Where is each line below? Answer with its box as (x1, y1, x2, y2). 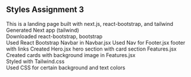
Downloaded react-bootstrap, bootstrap (6, 32, 103, 40)
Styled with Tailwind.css (6, 58, 65, 65)
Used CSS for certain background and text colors (6, 64, 125, 71)
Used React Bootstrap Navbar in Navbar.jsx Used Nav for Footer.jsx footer (6, 39, 186, 46)
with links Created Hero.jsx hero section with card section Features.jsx (6, 45, 177, 52)
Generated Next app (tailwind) (6, 26, 79, 34)
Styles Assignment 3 (6, 5, 84, 15)
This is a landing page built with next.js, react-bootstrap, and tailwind (6, 20, 173, 27)
